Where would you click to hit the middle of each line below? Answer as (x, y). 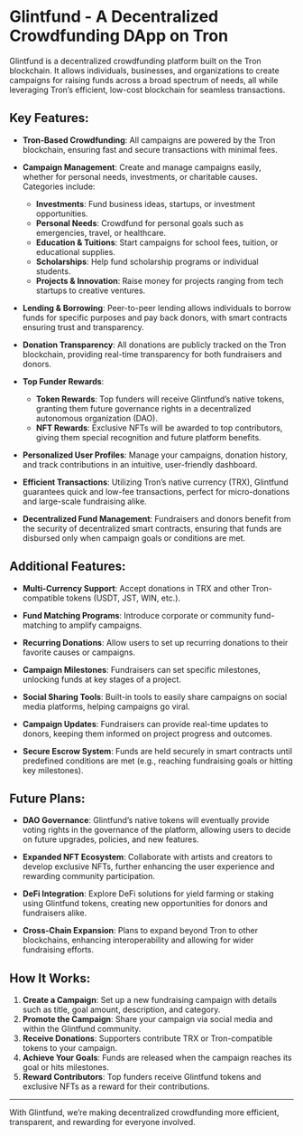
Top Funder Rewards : (63, 381)
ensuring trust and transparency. (83, 327)
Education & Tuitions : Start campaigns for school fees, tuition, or (157, 242)
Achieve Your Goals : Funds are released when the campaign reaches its (157, 1058)
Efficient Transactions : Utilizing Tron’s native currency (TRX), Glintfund (155, 482)
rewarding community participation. (89, 876)
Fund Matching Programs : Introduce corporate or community (137, 615)
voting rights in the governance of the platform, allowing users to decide (156, 830)
